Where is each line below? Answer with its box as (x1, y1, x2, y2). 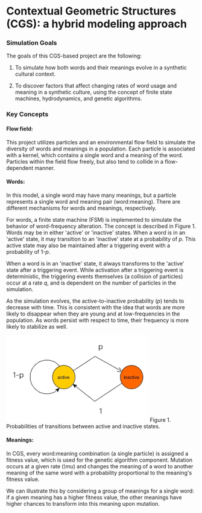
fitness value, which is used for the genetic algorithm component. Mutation (6, 456, 193, 463)
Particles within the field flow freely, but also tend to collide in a (6, 158, 164, 165)
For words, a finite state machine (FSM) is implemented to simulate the (6, 216, 182, 223)
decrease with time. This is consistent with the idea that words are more (6, 303, 185, 311)
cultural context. (14, 71, 56, 78)
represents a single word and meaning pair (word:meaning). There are (6, 198, 181, 205)
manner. (34, 164, 55, 172)
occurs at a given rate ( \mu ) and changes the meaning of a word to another (6, 463, 194, 470)
